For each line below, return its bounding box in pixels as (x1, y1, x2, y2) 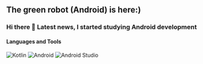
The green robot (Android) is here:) (6, 5, 141, 15)
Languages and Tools (6, 37, 62, 45)
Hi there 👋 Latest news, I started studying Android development (6, 23, 197, 31)
